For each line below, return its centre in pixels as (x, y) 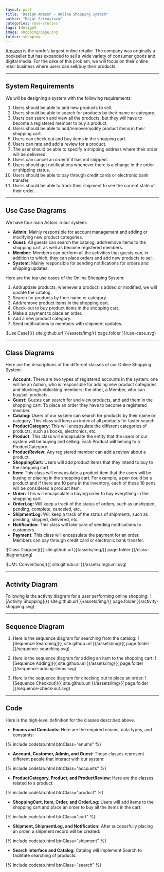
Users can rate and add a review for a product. (59, 144)
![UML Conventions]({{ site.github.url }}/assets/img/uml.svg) (66, 565)
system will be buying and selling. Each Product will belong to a (76, 442)
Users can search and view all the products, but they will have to (77, 118)
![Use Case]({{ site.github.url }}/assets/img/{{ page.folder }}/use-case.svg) (81, 333)
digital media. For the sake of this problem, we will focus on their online (77, 61)
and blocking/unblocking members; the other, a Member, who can (79, 390)
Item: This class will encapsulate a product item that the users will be (82, 473)
